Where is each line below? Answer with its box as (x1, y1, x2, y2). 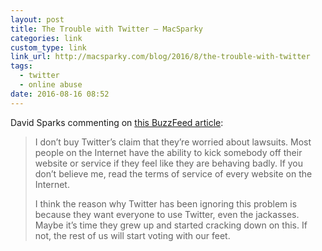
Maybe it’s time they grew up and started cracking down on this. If (34, 219, 308, 231)
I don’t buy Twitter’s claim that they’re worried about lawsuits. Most (34, 136, 312, 148)
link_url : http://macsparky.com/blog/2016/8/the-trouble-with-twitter (10, 52, 311, 62)
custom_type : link (10, 42, 87, 53)
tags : (10, 61, 33, 71)
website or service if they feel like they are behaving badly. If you (34, 157, 304, 169)
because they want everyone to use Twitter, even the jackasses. (34, 208, 300, 220)
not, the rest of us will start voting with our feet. (34, 229, 231, 241)
